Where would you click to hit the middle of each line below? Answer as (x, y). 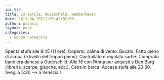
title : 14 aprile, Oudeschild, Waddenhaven (51, 14)
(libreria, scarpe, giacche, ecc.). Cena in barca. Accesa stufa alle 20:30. (78, 67)
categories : (17, 33)
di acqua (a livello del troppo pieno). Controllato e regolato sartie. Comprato (82, 56)
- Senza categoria (29, 38)
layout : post (19, 28)
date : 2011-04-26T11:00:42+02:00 (40, 19)
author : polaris (22, 23)
